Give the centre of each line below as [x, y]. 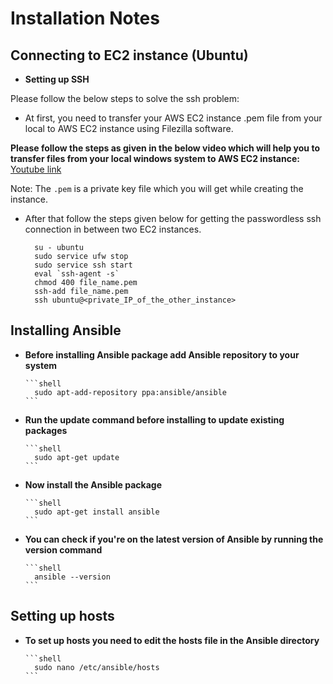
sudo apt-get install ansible [97, 512]
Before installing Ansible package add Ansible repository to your [162, 354]
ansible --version [72, 577]
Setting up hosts [62, 616]
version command [63, 549]
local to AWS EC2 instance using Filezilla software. [129, 128]
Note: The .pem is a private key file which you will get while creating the [157, 188]
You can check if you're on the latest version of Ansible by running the [174, 539]
